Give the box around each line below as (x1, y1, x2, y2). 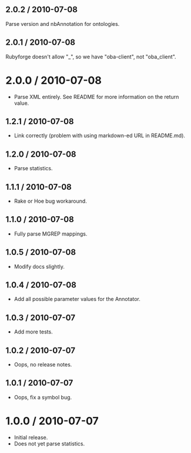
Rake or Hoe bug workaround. (14, 197, 88, 204)
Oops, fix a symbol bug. (14, 394, 72, 401)
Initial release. (14, 434, 48, 441)
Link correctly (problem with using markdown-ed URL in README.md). (14, 132, 186, 139)
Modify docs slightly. (14, 263, 65, 270)
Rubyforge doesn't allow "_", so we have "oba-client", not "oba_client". (5, 53, 177, 60)
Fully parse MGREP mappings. (14, 230, 88, 237)
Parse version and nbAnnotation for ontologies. (5, 20, 120, 27)
